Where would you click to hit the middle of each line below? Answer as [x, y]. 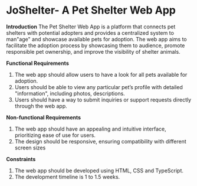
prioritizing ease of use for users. [55, 135]
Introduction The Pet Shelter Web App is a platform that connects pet [91, 27]
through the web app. [41, 106]
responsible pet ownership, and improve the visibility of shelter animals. [93, 51]
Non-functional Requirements [44, 117]
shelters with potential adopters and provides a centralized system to [90, 32]
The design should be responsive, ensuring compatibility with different [101, 141]
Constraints [21, 159]
